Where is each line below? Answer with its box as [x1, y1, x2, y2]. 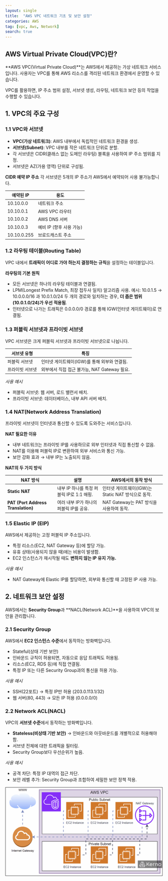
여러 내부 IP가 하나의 [57, 499, 97, 505]
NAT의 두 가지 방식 [5, 465, 42, 471]
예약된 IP [11, 192, 29, 198]
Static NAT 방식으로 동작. [102, 491, 152, 497]
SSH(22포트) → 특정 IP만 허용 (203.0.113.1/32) [12, 688, 104, 694]
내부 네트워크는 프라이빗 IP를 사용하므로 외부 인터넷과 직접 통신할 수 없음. [12, 442, 155, 448]
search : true [5, 29, 32, 35]
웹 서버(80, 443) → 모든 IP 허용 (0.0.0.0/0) [12, 695, 98, 701]
